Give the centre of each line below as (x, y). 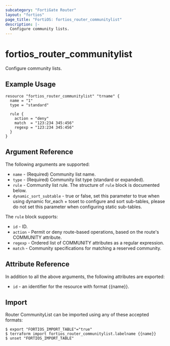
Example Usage (31, 84)
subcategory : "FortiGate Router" (41, 10)
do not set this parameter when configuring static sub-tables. (77, 207)
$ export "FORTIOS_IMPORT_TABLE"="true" (49, 330)
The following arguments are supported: (48, 164)
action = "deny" (32, 118)
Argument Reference (39, 152)
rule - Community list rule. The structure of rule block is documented (86, 185)
